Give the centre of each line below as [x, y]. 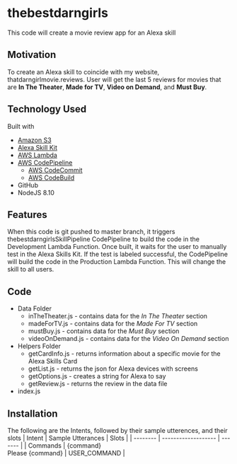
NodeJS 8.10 [36, 192]
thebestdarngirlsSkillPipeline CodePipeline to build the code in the [104, 239]
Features [27, 215]
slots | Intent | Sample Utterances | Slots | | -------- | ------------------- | [114, 438]
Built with [21, 126]
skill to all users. [31, 269]
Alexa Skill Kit [37, 147]
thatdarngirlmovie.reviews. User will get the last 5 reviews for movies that [114, 79]
